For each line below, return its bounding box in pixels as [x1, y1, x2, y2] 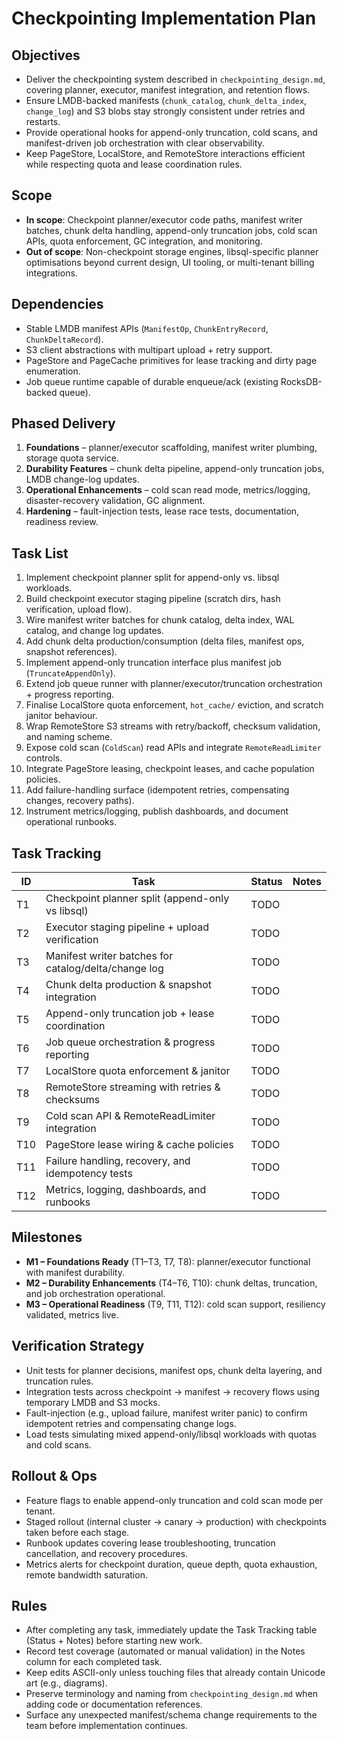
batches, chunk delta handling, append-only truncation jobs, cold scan [25, 224, 318, 236]
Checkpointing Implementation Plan [11, 7, 317, 30]
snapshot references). [25, 646, 118, 658]
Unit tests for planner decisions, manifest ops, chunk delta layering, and [25, 1364, 323, 1376]
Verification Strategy [11, 1338, 145, 1355]
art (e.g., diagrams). [25, 1677, 108, 1689]
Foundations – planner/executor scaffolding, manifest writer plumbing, [25, 442, 318, 454]
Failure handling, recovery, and [45, 1154, 191, 1168]
